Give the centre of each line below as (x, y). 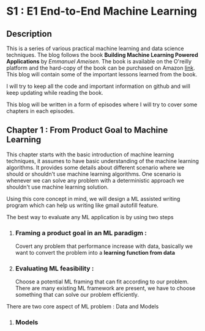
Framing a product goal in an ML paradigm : (81, 233)
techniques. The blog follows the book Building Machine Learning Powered (102, 55)
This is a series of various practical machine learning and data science (95, 48)
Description (29, 34)
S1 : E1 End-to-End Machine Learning (102, 11)
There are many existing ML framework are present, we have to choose (105, 288)
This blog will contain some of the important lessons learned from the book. (102, 74)
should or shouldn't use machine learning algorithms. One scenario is (94, 174)
